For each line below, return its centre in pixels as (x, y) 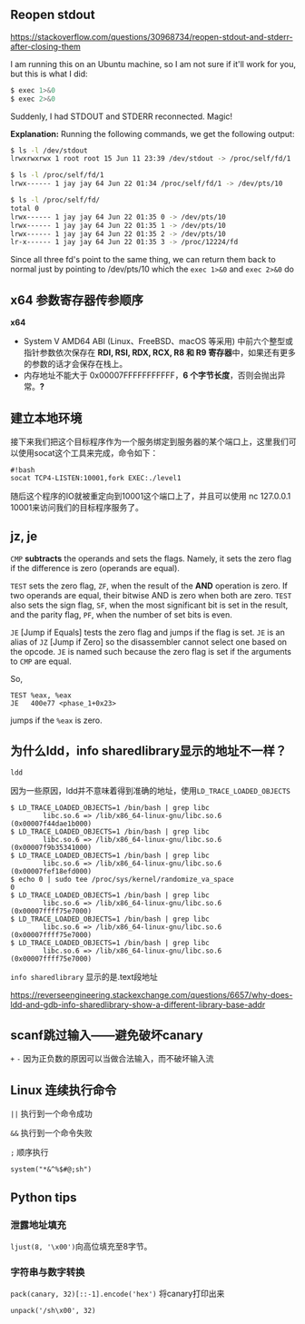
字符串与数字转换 (48, 1272)
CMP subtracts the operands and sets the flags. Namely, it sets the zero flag (151, 558)
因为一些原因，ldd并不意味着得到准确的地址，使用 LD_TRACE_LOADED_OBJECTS (151, 790)
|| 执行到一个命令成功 (52, 1114)
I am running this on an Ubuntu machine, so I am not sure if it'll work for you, (153, 64)
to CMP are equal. (41, 661)
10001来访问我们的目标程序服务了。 (77, 507)
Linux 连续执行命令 (64, 1090)
